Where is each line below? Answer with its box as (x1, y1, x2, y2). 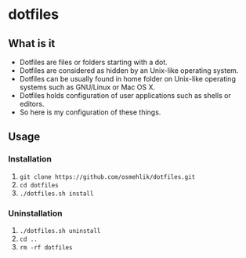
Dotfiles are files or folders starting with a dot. (19, 57, 168, 67)
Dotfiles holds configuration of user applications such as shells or (19, 91, 231, 100)
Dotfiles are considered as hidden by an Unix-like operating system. (19, 66, 239, 75)
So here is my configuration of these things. (19, 107, 161, 117)
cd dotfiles (19, 181, 59, 189)
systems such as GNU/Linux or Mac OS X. (19, 82, 156, 92)
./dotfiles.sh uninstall (19, 227, 101, 234)
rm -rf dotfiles (19, 243, 73, 252)
